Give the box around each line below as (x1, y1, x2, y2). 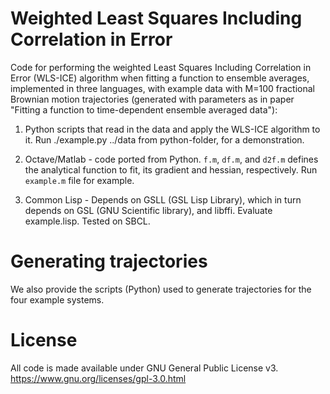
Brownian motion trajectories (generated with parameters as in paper (10, 93, 295, 105)
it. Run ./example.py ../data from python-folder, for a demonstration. (24, 133, 305, 146)
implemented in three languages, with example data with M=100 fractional (10, 82, 315, 94)
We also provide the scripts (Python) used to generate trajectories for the (10, 283, 312, 295)
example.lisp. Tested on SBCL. (24, 215, 151, 227)
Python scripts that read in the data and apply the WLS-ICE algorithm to (24, 123, 321, 135)
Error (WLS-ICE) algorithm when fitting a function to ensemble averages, (10, 72, 310, 84)
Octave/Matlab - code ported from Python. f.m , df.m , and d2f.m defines (24, 153, 319, 165)
